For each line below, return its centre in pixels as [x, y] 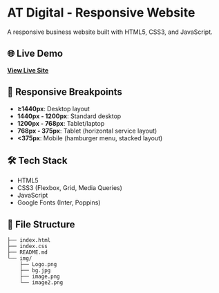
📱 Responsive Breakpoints [65, 92]
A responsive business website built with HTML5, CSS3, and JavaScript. [110, 32]
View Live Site [28, 70]
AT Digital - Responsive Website [101, 13]
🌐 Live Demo [35, 54]
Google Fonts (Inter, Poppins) [59, 202]
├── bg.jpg [35, 271]
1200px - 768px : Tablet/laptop [61, 123]
